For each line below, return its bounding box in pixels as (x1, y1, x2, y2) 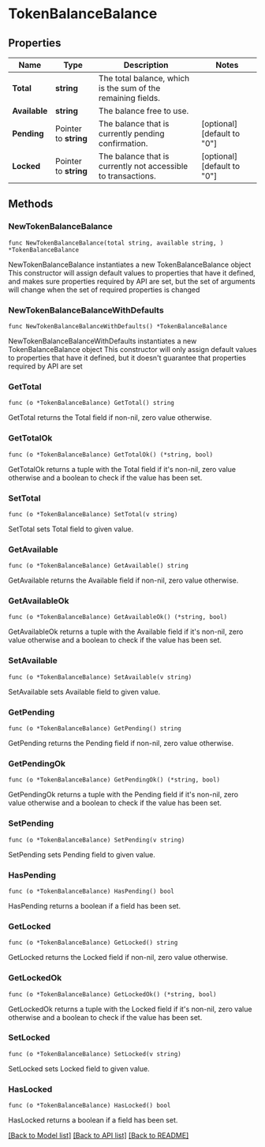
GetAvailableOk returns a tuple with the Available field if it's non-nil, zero (8, 627, 244, 636)
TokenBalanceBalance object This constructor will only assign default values (8, 344, 257, 354)
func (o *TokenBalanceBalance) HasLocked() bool (8, 1102, 171, 1110)
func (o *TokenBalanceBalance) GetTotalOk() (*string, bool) (8, 451, 214, 459)
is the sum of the (98, 83, 161, 93)
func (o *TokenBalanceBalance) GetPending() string (8, 725, 181, 733)
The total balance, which (98, 73, 190, 84)
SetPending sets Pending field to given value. (8, 849, 156, 859)
